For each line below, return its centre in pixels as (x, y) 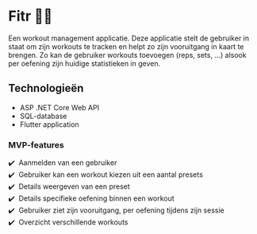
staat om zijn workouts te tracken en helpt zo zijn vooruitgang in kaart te (126, 46)
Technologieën (46, 88)
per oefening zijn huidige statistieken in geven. (84, 63)
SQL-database (43, 116)
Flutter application (49, 124)
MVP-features (36, 144)
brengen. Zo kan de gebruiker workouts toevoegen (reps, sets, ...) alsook (128, 55)
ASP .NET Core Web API (59, 107)
